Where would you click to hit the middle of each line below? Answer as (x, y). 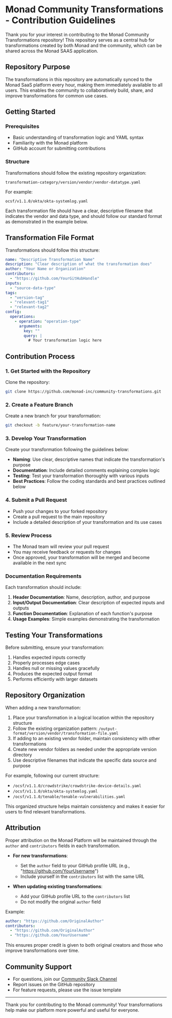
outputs (21, 608)
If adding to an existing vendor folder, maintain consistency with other (86, 738)
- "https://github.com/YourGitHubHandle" (55, 279)
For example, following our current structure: (52, 776)
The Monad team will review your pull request (61, 546)
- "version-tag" (27, 298)
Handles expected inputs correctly (49, 658)
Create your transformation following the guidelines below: (67, 450)
